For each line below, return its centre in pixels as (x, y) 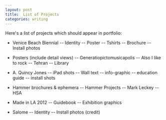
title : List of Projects (32, 14)
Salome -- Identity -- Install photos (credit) (56, 112)
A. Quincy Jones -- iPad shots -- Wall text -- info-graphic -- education (85, 73)
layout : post (19, 10)
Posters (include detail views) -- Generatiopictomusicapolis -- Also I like (86, 58)
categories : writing (27, 19)
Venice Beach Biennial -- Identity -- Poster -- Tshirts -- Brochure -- (82, 43)
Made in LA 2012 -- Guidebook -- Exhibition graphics (67, 103)
